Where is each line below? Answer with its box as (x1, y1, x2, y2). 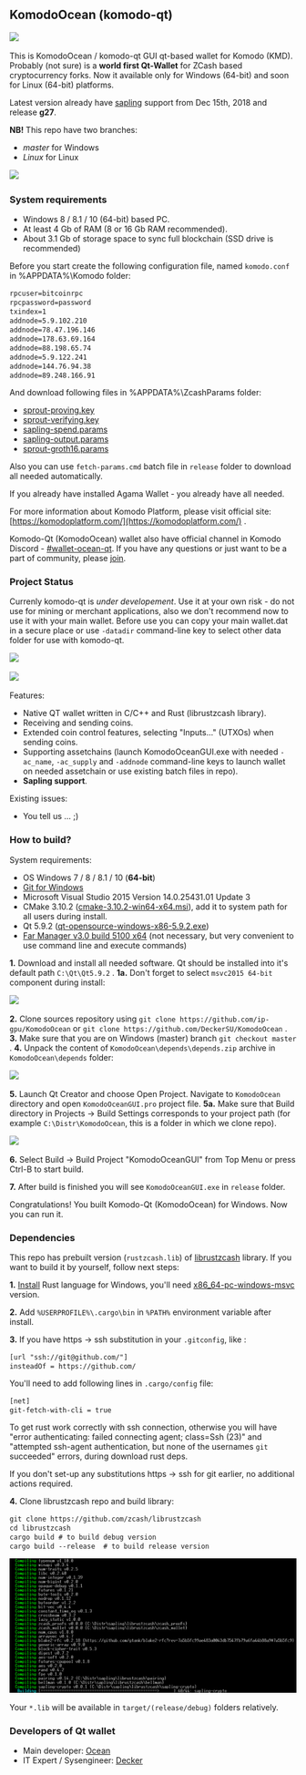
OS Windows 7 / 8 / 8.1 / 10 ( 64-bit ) (22, 872, 157, 883)
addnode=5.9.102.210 (9, 316, 88, 326)
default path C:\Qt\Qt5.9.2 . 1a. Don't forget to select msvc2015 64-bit (9, 967, 273, 978)
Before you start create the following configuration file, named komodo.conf (9, 261, 290, 272)
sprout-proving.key (22, 405, 96, 416)
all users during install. (22, 910, 107, 921)
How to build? (9, 834, 72, 846)
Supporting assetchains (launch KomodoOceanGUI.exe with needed (22, 746, 279, 757)
